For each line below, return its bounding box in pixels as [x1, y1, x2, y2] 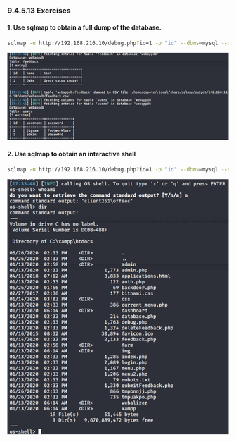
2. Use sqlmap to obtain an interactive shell [7, 149, 136, 158]
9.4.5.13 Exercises [7, 6, 71, 16]
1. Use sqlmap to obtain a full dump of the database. [7, 23, 162, 32]
